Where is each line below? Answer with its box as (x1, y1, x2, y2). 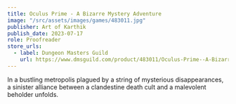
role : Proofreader (7, 37, 61, 44)
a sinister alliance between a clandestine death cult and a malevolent (7, 82, 206, 91)
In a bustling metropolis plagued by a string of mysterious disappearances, (7, 75, 224, 84)
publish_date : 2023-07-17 (7, 30, 83, 37)
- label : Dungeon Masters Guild (13, 50, 109, 57)
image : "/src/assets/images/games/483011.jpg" (7, 17, 146, 24)
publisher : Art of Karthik (7, 23, 86, 30)
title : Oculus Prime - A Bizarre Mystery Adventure (7, 10, 162, 18)
